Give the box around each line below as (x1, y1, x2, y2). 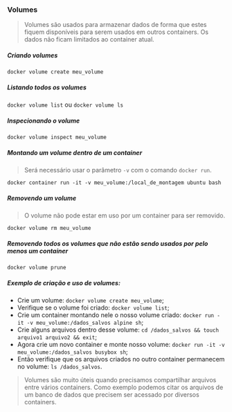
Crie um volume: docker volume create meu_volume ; (17, 296, 164, 305)
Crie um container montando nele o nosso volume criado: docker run (17, 311, 215, 319)
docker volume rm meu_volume (7, 225, 91, 232)
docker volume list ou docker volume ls (7, 100, 123, 109)
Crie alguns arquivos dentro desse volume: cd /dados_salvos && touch (17, 325, 220, 334)
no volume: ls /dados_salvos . (17, 362, 102, 371)
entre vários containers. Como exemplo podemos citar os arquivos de (24, 383, 224, 392)
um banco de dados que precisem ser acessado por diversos (24, 391, 199, 399)
